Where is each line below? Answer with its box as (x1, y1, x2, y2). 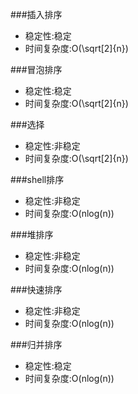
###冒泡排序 (10, 64, 63, 75)
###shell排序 (10, 174, 65, 185)
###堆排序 (10, 229, 54, 240)
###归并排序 (10, 339, 63, 350)
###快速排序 (10, 284, 63, 295)
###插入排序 (10, 9, 63, 20)
